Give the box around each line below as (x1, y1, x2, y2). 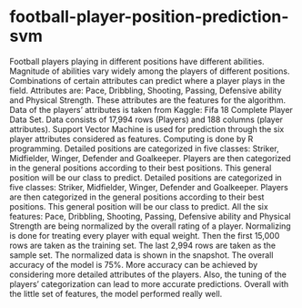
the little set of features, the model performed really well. (9, 288, 223, 299)
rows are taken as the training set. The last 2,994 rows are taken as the (9, 240, 276, 251)
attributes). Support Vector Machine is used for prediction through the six (9, 123, 285, 134)
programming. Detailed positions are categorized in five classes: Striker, (9, 143, 279, 154)
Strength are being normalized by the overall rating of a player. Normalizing (9, 221, 291, 231)
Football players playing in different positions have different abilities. (9, 56, 266, 67)
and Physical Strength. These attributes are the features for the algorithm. (9, 94, 287, 106)
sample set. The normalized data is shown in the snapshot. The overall (9, 249, 274, 261)
